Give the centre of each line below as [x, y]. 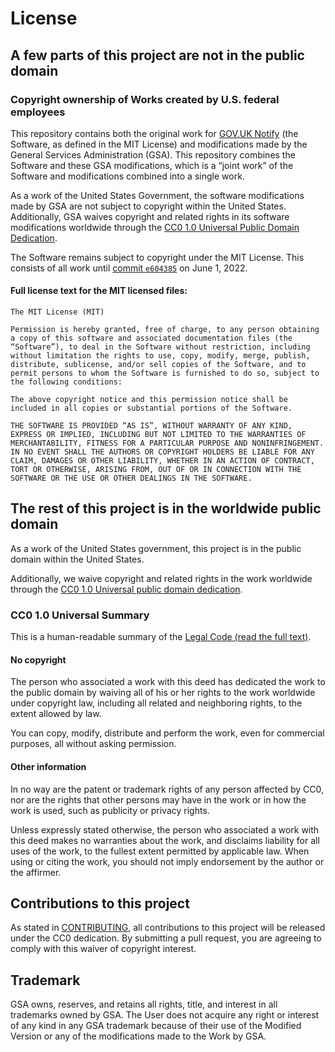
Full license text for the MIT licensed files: [99, 291]
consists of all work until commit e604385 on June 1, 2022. [129, 268]
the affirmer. [36, 872]
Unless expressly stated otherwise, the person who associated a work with [165, 829]
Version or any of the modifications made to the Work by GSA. [138, 1036]
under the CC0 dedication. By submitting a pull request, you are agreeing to [166, 938]
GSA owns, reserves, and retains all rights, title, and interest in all [144, 1004]
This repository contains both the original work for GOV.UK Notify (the [154, 133]
